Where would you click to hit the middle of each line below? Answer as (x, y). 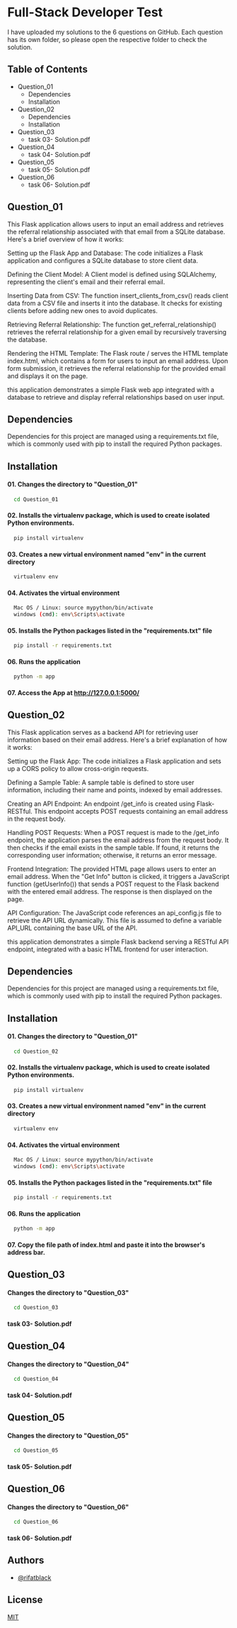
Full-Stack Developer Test (85, 12)
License (25, 1600)
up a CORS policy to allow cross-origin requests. (78, 768)
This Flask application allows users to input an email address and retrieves (116, 224)
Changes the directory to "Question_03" (68, 1292)
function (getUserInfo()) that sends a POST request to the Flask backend (113, 884)
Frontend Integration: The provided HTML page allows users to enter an (112, 869)
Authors (26, 1560)
